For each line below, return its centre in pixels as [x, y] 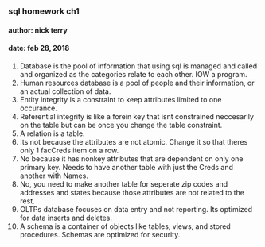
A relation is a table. [52, 133]
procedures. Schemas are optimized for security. [100, 234]
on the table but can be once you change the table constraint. [121, 125]
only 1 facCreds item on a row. [69, 150]
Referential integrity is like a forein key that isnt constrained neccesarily [137, 116]
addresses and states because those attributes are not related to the [132, 192]
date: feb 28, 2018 [39, 48]
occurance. [39, 108]
